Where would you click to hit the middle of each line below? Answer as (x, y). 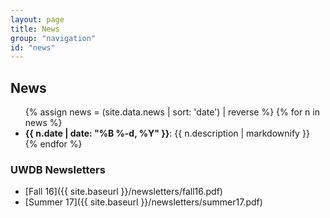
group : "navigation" (53, 38)
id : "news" (33, 47)
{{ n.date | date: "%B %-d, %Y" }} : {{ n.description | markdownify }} (167, 133)
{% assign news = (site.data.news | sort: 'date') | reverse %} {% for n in (172, 112)
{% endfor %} (53, 144)
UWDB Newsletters (58, 169)
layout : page (37, 19)
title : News (35, 29)
